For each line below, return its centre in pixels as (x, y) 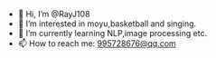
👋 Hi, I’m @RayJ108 (54, 14)
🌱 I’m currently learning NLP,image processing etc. (113, 33)
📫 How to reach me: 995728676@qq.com (97, 43)
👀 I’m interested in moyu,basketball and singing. (107, 24)
